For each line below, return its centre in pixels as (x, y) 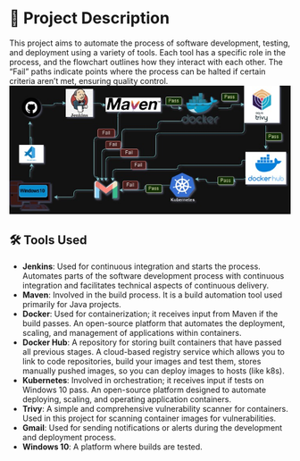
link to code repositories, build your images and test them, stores (142, 361)
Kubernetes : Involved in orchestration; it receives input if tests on (143, 380)
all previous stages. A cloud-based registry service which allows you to (154, 351)
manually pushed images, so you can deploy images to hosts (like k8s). (153, 371)
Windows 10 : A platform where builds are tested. (112, 447)
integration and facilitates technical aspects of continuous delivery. (146, 285)
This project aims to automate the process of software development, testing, (150, 43)
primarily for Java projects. (72, 304)
